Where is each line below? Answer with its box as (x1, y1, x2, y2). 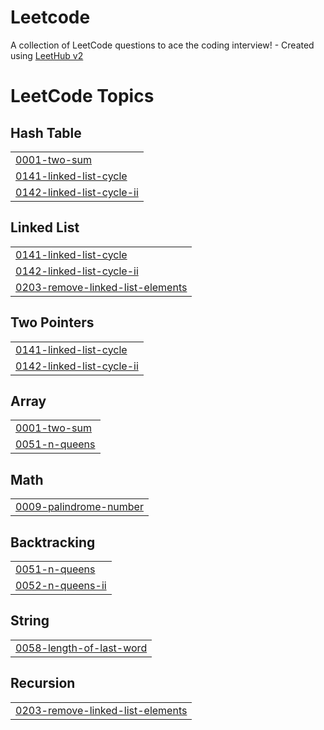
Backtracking (10, 534, 96, 551)
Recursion (10, 675, 76, 692)
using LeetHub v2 (10, 49, 84, 61)
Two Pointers (10, 314, 95, 331)
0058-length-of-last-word (15, 641, 148, 655)
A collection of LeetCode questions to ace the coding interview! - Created (10, 39, 315, 51)
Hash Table (10, 124, 82, 141)
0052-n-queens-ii (15, 579, 107, 592)
